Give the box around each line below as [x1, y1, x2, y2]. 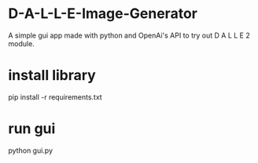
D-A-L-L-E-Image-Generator [8, 5, 198, 23]
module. [8, 38, 35, 48]
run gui [8, 120, 56, 138]
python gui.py [8, 146, 53, 155]
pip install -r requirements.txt [8, 92, 102, 102]
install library [8, 67, 96, 85]
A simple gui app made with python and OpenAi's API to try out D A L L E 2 [8, 31, 250, 40]
